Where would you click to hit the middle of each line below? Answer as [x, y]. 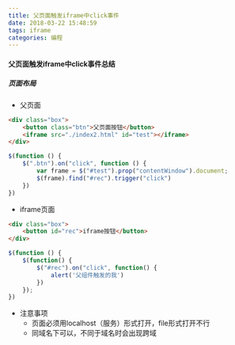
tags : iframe [30, 30]
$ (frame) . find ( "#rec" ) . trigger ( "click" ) [104, 178]
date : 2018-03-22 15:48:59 [53, 23]
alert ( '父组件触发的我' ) [87, 275]
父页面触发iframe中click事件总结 [62, 63]
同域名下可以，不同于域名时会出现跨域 [94, 333]
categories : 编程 [36, 38]
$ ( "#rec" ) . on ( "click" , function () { [97, 267]
